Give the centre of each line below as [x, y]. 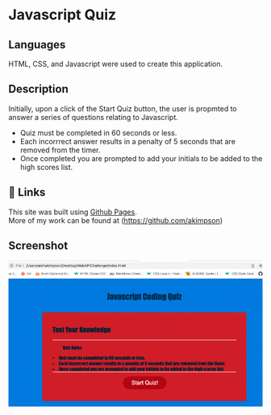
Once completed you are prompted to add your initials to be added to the [141, 158]
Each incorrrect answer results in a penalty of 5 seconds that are [128, 141]
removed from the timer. [60, 150]
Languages [37, 45]
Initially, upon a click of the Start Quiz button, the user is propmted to [123, 108]
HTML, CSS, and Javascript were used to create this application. [116, 64]
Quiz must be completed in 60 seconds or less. [98, 133]
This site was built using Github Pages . [73, 212]
